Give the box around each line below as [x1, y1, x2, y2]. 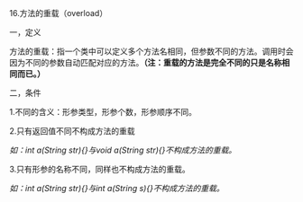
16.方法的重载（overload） [9, 8, 108, 18]
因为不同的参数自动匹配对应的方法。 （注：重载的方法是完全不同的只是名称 [9, 57, 282, 67]
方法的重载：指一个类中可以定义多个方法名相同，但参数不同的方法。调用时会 [9, 46, 294, 57]
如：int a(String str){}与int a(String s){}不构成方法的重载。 [9, 183, 225, 193]
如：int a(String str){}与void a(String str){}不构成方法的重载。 [9, 145, 237, 155]
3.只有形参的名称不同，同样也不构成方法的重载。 [9, 164, 191, 174]
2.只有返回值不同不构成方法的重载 [9, 126, 135, 136]
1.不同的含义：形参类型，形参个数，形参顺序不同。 [9, 107, 197, 117]
